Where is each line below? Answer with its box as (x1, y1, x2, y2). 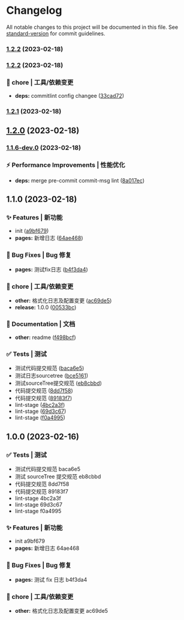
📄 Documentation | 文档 (6, 319, 76, 328)
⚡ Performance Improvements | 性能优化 (6, 161, 125, 169)
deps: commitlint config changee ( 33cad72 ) (14, 92, 125, 100)
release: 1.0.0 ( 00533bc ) (14, 304, 77, 311)
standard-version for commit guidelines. (6, 29, 105, 37)
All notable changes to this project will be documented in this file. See (6, 23, 179, 31)
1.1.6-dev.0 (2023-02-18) (6, 143, 82, 152)
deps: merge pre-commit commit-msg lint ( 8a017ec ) (14, 176, 145, 184)
